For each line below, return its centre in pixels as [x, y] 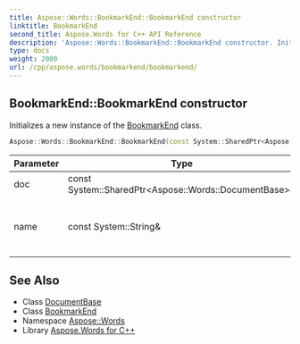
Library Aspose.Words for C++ [79, 331]
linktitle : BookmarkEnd [54, 26]
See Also [34, 280]
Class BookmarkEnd [59, 311]
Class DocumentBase [62, 302]
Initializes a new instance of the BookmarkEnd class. [106, 125]
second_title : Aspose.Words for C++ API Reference [105, 34]
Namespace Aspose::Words [73, 321]
